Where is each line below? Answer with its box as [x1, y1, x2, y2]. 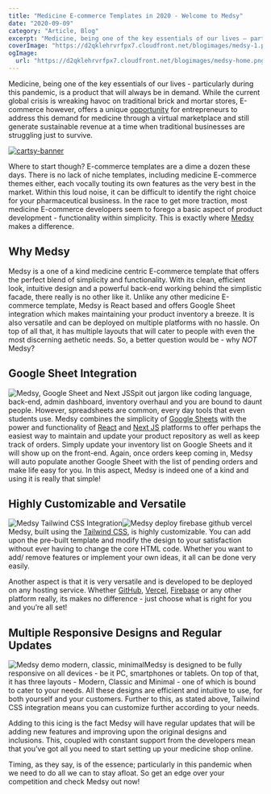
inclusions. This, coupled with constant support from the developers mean [8, 735, 256, 746]
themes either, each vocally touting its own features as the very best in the [8, 178, 256, 188]
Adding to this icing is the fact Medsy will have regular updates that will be [8, 718, 256, 728]
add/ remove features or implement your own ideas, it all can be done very [8, 553, 256, 563]
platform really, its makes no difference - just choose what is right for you [8, 594, 252, 604]
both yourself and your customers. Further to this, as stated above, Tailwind [8, 694, 261, 704]
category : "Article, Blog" [8, 27, 99, 35]
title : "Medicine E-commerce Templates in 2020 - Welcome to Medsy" [8, 11, 244, 20]
